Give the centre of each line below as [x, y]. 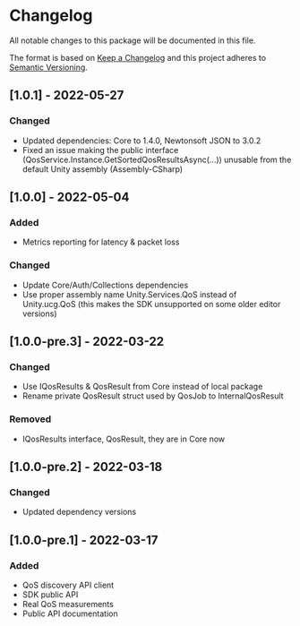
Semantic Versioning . [48, 67]
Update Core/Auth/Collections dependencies [105, 285]
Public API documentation [70, 613]
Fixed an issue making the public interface [100, 150]
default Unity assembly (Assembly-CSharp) [103, 169]
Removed [30, 419]
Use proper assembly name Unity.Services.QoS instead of [129, 294]
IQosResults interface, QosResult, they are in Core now [124, 439]
